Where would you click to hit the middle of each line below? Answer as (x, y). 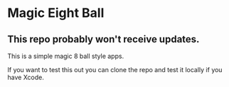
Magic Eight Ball (56, 13)
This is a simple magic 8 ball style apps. (66, 56)
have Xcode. (26, 77)
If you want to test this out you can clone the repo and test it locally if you (115, 70)
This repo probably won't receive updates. (103, 39)
